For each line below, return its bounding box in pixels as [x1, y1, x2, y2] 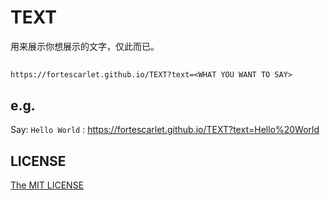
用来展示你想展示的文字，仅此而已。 [10, 40, 160, 52]
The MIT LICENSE [10, 179, 85, 191]
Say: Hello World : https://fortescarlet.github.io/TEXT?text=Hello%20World [10, 124, 320, 136]
